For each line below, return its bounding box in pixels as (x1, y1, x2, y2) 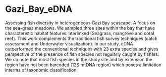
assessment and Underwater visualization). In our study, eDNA (5, 40, 133, 46)
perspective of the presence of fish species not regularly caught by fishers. (5, 51, 160, 57)
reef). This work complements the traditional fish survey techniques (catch (5, 36, 158, 41)
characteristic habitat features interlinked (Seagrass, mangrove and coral (5, 30, 155, 36)
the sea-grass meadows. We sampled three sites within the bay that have (5, 25, 155, 31)
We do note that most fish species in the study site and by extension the (5, 56, 153, 62)
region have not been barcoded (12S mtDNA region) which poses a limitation (5, 62, 162, 68)
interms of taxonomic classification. (5, 67, 78, 73)
